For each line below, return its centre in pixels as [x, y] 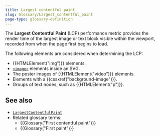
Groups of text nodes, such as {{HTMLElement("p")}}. [68, 84]
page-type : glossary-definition [39, 19]
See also [19, 100]
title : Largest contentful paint [40, 10]
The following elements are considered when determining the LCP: [74, 53]
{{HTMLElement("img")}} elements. [49, 63]
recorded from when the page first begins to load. [57, 44]
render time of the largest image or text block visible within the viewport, [80, 38]
